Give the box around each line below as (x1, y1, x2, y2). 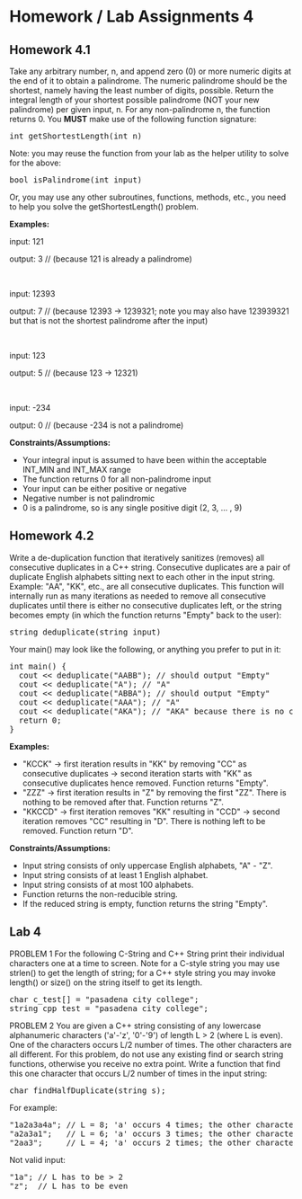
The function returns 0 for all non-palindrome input (22, 474, 211, 484)
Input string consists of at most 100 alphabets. (22, 879, 194, 890)
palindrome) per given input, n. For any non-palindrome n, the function (9, 104, 271, 114)
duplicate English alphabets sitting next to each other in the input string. (9, 571, 276, 582)
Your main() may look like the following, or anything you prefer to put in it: (9, 644, 281, 654)
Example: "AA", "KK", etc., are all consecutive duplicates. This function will (9, 581, 285, 591)
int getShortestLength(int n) (9, 131, 143, 141)
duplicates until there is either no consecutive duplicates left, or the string (9, 599, 282, 610)
